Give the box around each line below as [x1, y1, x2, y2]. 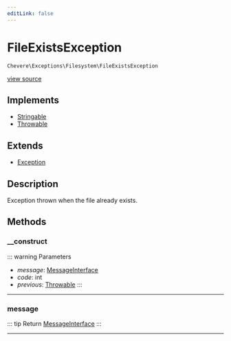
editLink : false [7, 10, 54, 17]
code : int [16, 273, 43, 281]
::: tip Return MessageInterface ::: [7, 319, 102, 327]
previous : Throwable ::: [16, 280, 82, 289]
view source [7, 74, 42, 82]
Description [7, 178, 58, 190]
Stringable [16, 113, 47, 121]
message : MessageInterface [16, 265, 98, 274]
